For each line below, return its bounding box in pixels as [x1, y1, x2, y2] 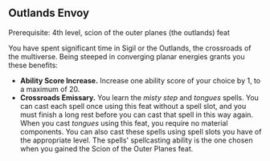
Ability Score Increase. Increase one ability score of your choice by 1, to [19, 75, 261, 85]
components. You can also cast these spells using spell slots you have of [19, 127, 262, 136]
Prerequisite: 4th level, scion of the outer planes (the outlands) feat [8, 27, 231, 37]
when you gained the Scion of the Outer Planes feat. [19, 143, 194, 153]
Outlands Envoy [8, 6, 90, 20]
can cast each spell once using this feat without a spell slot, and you [19, 101, 247, 111]
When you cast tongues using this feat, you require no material [19, 118, 228, 127]
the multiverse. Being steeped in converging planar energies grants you [8, 51, 245, 61]
